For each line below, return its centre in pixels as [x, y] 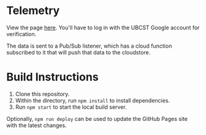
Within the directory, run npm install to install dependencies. [93, 100]
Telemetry [33, 11]
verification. [21, 34]
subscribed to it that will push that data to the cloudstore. [78, 52]
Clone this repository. [42, 94]
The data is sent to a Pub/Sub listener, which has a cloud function [89, 46]
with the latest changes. [36, 125]
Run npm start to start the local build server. [71, 107]
